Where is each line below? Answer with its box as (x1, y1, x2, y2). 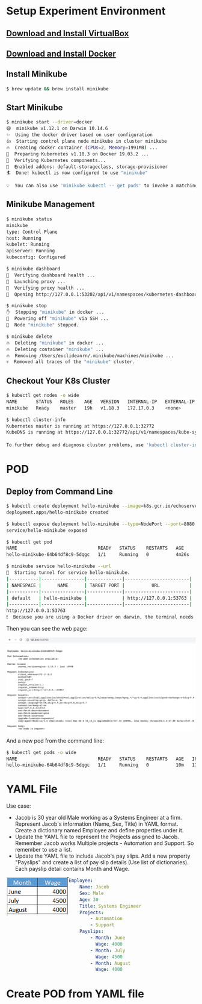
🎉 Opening (6, 291, 34, 298)
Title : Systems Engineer (79, 903, 142, 909)
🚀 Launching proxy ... (6, 278, 66, 284)
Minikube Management (6, 199, 95, 210)
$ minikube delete (6, 333, 52, 340)
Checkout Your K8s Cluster (6, 375, 111, 386)
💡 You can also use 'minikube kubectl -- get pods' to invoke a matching (6, 182, 198, 189)
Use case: (6, 802, 31, 809)
